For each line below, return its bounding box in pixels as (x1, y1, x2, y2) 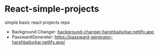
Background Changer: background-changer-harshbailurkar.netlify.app (11, 29, 155, 34)
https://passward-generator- (54, 34, 113, 40)
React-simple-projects (4, 3, 99, 15)
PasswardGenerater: (11, 34, 54, 40)
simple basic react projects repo (4, 19, 70, 25)
